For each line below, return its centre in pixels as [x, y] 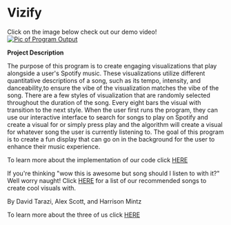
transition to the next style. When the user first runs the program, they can [113, 110]
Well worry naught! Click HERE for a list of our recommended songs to [107, 180]
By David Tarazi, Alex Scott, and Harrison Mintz [74, 201]
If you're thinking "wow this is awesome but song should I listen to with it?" [113, 173]
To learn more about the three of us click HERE [73, 215]
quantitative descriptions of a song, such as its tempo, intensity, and [104, 80]
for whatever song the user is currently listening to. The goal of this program [115, 132]
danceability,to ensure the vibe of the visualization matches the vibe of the [113, 88]
